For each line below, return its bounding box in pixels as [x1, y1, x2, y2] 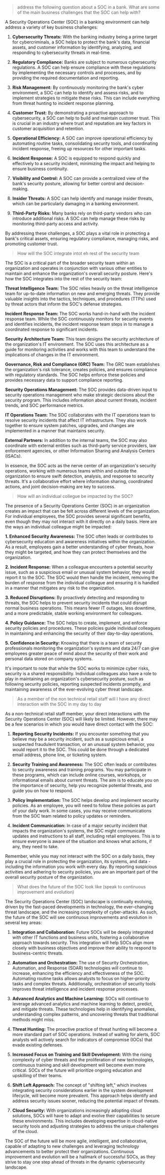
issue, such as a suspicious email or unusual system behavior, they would [5, 569, 155, 575]
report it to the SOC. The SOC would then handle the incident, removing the [5, 574, 159, 580]
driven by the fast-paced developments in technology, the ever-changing [5, 904, 154, 910]
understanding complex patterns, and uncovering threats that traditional [12, 1011, 159, 1017]
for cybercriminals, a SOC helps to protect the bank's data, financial [12, 39, 150, 45]
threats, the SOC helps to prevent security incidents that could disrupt [5, 600, 147, 606]
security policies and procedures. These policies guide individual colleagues [5, 625, 161, 631]
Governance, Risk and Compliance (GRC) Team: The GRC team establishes [5, 361, 160, 367]
